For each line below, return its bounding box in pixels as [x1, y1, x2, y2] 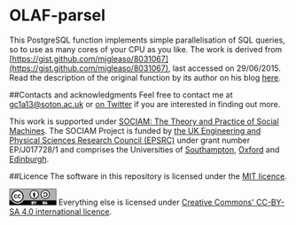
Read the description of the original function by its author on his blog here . [9, 72, 281, 82]
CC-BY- [255, 197, 285, 207]
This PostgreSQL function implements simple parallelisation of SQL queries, [9, 35, 285, 45]
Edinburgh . [9, 153, 50, 164]
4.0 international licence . [21, 206, 113, 217]
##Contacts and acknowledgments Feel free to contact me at [9, 89, 233, 100]
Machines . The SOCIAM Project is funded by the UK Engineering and [9, 125, 261, 136]
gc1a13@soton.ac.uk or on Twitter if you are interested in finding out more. [9, 98, 281, 109]
